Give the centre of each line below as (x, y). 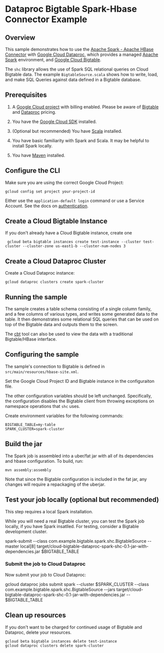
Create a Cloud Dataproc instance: (40, 273)
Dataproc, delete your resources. (38, 632)
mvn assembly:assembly (28, 470)
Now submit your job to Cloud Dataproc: (46, 575)
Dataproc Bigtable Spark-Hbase (71, 9)
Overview (20, 38)
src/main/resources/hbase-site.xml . (42, 372)
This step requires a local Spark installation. (49, 511)
